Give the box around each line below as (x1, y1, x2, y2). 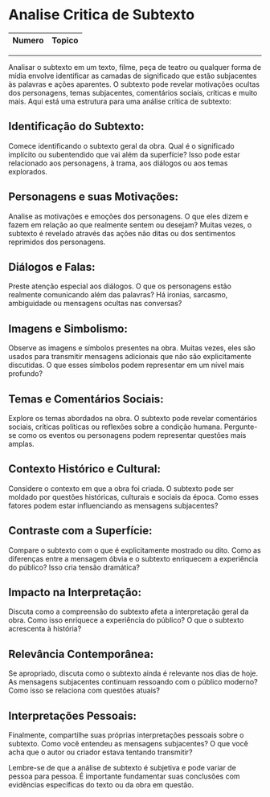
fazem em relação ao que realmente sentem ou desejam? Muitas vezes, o (8, 219, 252, 230)
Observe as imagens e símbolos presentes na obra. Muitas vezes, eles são (8, 343, 256, 353)
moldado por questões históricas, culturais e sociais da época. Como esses (8, 492, 259, 501)
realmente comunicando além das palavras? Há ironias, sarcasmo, (8, 290, 228, 300)
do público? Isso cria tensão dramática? (8, 562, 141, 572)
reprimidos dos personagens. (8, 237, 106, 247)
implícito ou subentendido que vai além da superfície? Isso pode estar (8, 149, 241, 159)
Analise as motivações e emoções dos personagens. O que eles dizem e (8, 211, 249, 221)
